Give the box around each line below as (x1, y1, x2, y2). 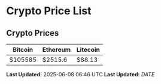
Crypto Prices (6, 28, 59, 38)
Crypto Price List (6, 4, 92, 18)
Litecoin (76, 46, 100, 54)
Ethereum (42, 46, 71, 54)
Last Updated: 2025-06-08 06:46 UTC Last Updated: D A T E (6, 71, 155, 78)
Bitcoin (13, 46, 34, 54)
